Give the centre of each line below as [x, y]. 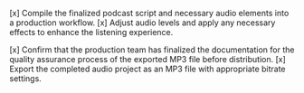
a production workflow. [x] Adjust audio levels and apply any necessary [142, 23]
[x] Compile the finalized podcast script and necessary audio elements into [149, 13]
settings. [26, 79]
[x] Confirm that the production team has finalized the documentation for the [152, 50]
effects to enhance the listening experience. [91, 32]
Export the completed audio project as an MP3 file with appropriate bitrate [148, 69]
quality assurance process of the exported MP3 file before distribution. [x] [148, 59]
